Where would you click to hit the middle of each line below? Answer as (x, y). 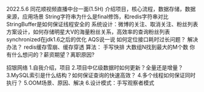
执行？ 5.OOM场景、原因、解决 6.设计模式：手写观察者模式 (80, 83)
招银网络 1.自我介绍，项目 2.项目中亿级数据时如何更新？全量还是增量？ (95, 68)
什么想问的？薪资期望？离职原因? (53, 55)
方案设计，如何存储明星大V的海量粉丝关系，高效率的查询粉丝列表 (88, 32)
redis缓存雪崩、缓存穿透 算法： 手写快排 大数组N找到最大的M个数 (106, 47)
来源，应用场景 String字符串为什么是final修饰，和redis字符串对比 (87, 16)
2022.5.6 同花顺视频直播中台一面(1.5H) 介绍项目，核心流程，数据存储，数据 (101, 9)
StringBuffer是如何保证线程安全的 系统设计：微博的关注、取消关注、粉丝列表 (102, 24)
